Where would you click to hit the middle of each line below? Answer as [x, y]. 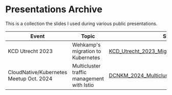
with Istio [83, 85]
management [88, 79]
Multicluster [87, 66]
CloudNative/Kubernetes [38, 72]
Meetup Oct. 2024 [30, 79]
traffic [80, 72]
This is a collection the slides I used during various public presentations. [81, 23]
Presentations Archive [54, 9]
